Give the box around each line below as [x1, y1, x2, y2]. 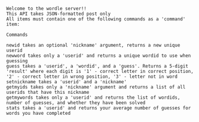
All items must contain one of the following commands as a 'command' [6, 16, 186, 22]
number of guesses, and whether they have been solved [6, 100, 146, 106]
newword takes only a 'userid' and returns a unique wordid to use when [6, 53, 191, 59]
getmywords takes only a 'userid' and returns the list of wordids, [6, 94, 180, 100]
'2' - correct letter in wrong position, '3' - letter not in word [6, 74, 178, 80]
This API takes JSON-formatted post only [6, 11, 111, 17]
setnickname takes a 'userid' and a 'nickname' [6, 79, 127, 85]
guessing [6, 58, 28, 64]
